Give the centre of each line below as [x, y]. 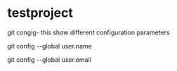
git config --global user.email [49, 59]
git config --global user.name [50, 46]
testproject [40, 13]
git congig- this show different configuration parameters [88, 32]
